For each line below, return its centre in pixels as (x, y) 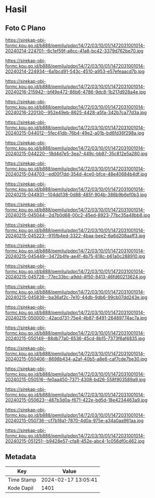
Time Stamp (22, 480)
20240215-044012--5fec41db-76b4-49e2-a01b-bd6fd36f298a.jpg (75, 133)
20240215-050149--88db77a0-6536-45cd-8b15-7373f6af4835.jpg (75, 338)
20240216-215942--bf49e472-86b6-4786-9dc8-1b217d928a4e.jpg (75, 92)
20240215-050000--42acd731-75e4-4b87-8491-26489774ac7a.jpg (76, 318)
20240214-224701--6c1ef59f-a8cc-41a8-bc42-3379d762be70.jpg (74, 51)
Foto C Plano (25, 28)
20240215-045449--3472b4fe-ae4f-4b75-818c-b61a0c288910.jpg (75, 256)
